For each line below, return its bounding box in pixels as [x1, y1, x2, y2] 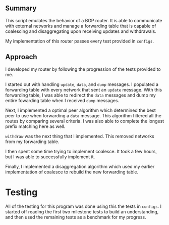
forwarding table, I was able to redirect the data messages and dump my [5, 92, 156, 98]
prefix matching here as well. [5, 123, 66, 129]
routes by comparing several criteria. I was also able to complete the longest [5, 118, 164, 124]
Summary [5, 4, 37, 13]
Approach [5, 53, 37, 61]
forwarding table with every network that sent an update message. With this [5, 86, 162, 93]
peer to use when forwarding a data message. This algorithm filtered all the [5, 112, 161, 118]
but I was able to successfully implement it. [5, 154, 95, 160]
